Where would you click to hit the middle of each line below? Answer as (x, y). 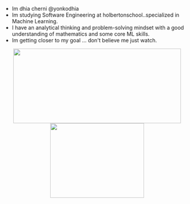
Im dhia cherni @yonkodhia (45, 9)
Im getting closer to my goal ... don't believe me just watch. (84, 40)
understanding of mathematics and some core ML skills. (81, 34)
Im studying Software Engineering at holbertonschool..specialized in (96, 15)
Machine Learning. (35, 21)
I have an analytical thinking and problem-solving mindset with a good (98, 27)
